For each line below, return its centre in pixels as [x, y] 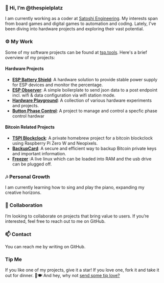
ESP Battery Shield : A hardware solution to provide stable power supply [85, 79]
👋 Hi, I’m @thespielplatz [34, 8]
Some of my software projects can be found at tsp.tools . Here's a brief [76, 52]
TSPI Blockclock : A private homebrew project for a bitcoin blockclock [82, 138]
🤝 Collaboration [24, 205]
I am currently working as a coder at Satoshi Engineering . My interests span [82, 19]
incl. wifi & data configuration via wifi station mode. [64, 95]
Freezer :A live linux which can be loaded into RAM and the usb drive [82, 159]
